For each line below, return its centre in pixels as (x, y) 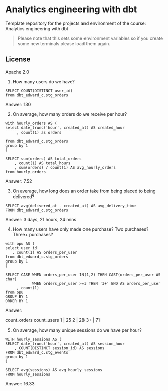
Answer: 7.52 (19, 181)
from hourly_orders (26, 172)
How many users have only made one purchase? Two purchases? (80, 229)
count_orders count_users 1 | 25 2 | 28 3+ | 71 (53, 320)
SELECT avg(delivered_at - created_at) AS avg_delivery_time (71, 206)
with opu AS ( (20, 244)
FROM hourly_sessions (28, 374)
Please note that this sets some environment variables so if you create (90, 38)
